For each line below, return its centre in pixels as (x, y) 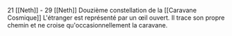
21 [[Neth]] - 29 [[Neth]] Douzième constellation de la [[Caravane (102, 10)
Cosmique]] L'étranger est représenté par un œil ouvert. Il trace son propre (116, 18)
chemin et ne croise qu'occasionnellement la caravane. (87, 25)
